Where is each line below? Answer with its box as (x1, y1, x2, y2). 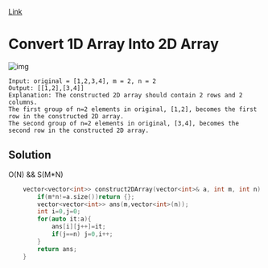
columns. (8, 98, 38, 106)
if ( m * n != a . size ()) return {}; (37, 192, 135, 200)
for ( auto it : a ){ (37, 215, 92, 224)
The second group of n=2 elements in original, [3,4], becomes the (8, 119, 240, 127)
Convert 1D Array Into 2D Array (8, 35, 220, 53)
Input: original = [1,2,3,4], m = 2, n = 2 (8, 76, 157, 85)
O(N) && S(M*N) (8, 169, 64, 179)
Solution (8, 148, 52, 162)
